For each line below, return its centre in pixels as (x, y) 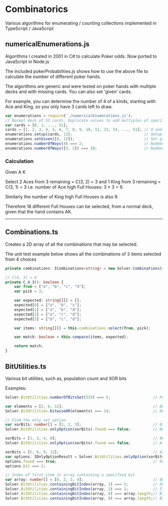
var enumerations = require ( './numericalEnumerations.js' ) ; (69, 116)
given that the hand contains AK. (39, 212)
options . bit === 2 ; (25, 466)
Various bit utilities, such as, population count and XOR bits (66, 378)
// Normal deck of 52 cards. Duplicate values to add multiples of (77, 120)
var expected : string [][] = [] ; (48, 301)
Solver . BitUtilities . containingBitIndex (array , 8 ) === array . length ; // (81, 493)
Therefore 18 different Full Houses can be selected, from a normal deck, (79, 207)
